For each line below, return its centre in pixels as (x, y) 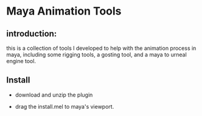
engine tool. (21, 61)
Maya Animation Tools (64, 11)
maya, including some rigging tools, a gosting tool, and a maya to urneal (96, 55)
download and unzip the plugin (54, 95)
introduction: (32, 34)
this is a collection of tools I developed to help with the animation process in (101, 48)
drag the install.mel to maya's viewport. (64, 106)
